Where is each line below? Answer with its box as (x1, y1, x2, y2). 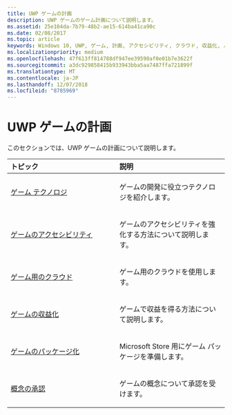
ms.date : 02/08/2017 (7, 29, 67, 37)
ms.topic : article (7, 36, 60, 43)
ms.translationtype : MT (7, 68, 76, 75)
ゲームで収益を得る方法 (119, 304, 195, 314)
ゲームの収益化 (10, 310, 59, 319)
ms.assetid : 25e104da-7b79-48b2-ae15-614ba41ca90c (7, 23, 156, 30)
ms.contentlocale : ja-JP (7, 74, 79, 82)
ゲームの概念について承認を (119, 379, 209, 389)
